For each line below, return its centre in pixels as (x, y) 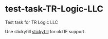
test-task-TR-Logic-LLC (54, 9)
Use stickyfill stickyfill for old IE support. (45, 31)
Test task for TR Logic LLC (32, 22)
